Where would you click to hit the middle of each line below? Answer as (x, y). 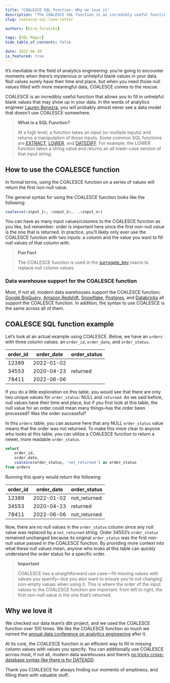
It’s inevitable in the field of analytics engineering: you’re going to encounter (84, 70)
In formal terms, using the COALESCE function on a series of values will (80, 182)
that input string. (35, 154)
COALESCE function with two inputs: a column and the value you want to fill (84, 237)
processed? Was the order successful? (46, 413)
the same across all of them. (35, 308)
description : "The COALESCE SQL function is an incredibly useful (77, 15)
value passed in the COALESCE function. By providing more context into (89, 543)
